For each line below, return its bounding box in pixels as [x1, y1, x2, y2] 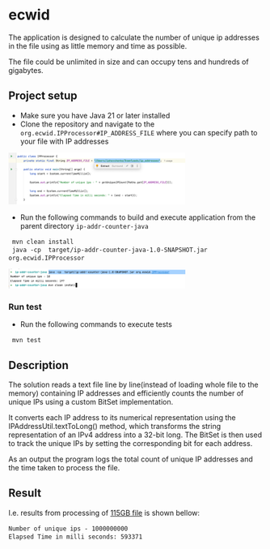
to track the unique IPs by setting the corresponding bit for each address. [8, 438, 253, 448]
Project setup [8, 89, 78, 103]
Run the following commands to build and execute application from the [19, 212, 256, 222]
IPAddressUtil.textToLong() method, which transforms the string [8, 421, 221, 431]
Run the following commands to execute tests [19, 320, 172, 329]
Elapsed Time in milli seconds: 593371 [8, 533, 143, 541]
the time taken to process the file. [8, 462, 120, 472]
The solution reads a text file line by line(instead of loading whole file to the [8, 380, 259, 389]
